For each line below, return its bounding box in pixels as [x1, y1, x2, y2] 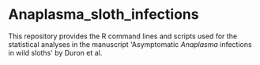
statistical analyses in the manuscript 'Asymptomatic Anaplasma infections [8, 39, 252, 49]
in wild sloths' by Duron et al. [8, 48, 103, 57]
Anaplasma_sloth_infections [8, 5, 199, 23]
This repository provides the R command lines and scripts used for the [8, 31, 238, 41]
